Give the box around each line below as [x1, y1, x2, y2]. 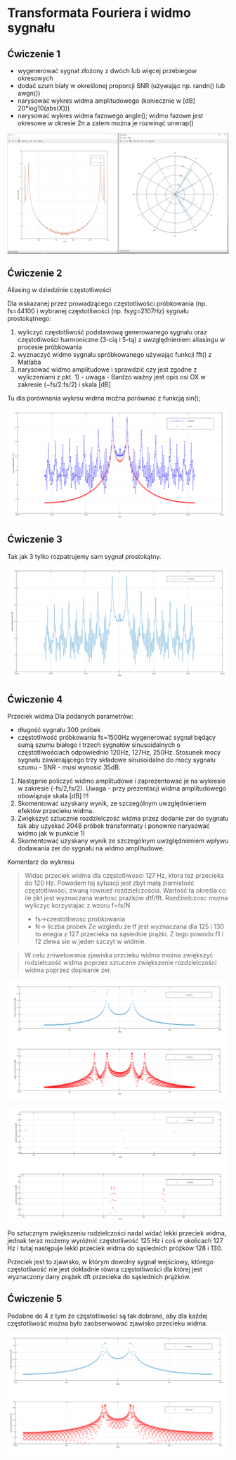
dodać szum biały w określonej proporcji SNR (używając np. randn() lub [17, 82, 225, 89]
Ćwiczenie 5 [7, 1293, 63, 1305]
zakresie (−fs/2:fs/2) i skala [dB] [17, 380, 111, 389]
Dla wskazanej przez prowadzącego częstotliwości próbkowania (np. [7, 299, 207, 308]
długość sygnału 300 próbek [17, 726, 101, 734]
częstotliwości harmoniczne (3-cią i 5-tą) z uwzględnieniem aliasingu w [17, 336, 225, 344]
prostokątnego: [7, 315, 51, 323]
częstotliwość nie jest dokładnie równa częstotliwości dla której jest [7, 1265, 202, 1273]
